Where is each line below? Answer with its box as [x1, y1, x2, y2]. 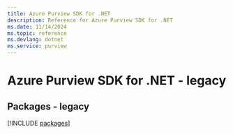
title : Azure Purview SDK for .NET [7, 10, 111, 17]
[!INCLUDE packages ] [7, 119, 70, 127]
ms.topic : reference [7, 29, 68, 37]
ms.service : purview [7, 43, 68, 50]
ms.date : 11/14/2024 [7, 23, 68, 30]
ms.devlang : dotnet [7, 36, 64, 43]
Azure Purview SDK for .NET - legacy [7, 73, 227, 89]
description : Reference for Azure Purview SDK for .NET [7, 17, 173, 24]
